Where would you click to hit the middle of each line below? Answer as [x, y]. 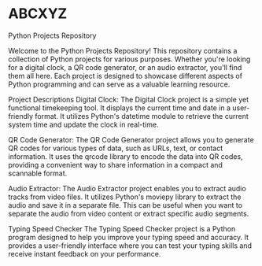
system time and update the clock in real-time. [83, 124]
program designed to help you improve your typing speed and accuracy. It [129, 237]
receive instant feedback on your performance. [85, 253]
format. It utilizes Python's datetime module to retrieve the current [142, 116]
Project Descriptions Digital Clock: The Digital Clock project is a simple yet [129, 99]
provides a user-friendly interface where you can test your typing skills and [130, 246]
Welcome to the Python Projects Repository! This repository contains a [123, 50]
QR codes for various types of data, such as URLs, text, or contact [116, 148]
